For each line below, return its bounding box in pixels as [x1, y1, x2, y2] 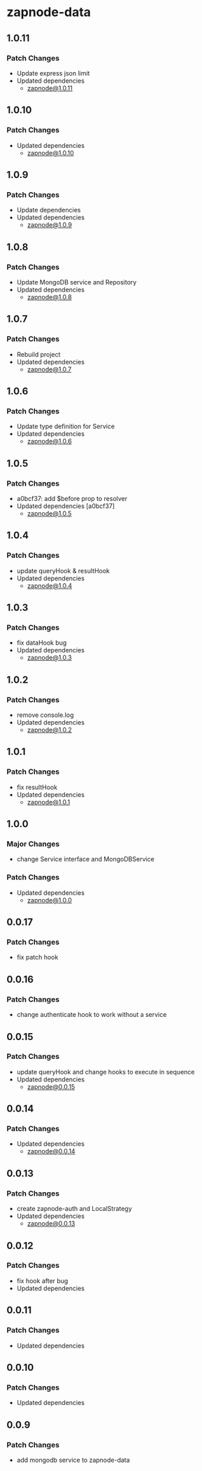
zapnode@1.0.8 [27, 292, 72, 301]
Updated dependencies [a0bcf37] [16, 502, 115, 510]
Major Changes [6, 839, 60, 849]
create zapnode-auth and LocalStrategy [16, 1205, 132, 1213]
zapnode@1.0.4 [27, 581, 73, 589]
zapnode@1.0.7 [27, 365, 72, 374]
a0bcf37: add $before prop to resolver [16, 495, 128, 502]
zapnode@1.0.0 [27, 896, 73, 904]
